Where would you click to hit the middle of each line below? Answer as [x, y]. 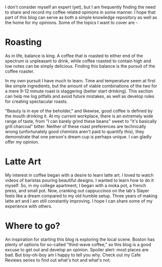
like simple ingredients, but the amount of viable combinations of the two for [81, 86]
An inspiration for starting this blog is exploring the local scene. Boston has [80, 239]
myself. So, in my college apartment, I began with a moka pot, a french [76, 185]
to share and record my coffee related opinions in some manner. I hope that [81, 12]
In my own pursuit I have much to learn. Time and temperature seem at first [80, 80]
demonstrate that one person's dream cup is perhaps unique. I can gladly [78, 136]
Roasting [24, 42]
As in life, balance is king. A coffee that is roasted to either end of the [74, 56]
